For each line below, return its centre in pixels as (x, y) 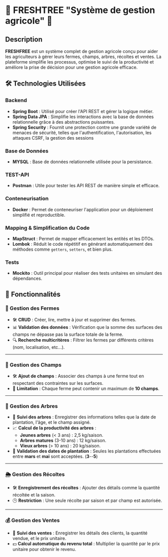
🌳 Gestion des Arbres (32, 406)
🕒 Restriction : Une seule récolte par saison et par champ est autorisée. (87, 500)
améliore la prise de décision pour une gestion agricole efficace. (71, 67)
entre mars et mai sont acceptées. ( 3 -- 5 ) (55, 456)
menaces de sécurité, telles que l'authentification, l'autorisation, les (82, 133)
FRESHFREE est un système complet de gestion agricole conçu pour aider (82, 51)
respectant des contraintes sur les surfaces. (58, 383)
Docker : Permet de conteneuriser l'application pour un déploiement (83, 209)
